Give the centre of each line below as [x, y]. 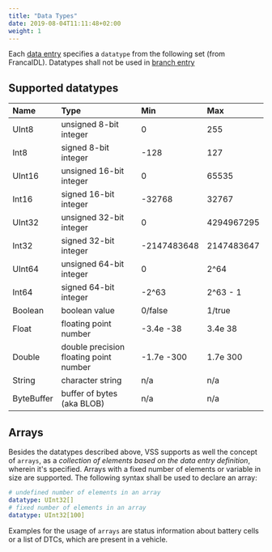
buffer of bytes [89, 393]
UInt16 [25, 176]
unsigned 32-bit [93, 218]
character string [91, 380]
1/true [219, 311]
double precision [93, 347]
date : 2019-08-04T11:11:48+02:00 [65, 23]
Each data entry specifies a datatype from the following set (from [117, 54]
